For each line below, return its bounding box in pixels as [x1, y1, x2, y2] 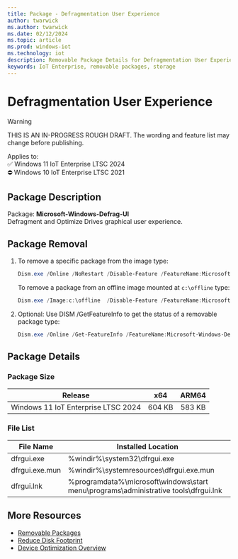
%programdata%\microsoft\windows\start [67, 476, 208, 486]
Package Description [7, 191, 101, 203]
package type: [17, 317, 60, 326]
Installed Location [116, 441, 178, 451]
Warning [7, 117, 32, 125]
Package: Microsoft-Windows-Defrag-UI [7, 210, 130, 218]
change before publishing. [7, 138, 84, 147]
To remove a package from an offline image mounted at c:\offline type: [17, 283, 230, 292]
